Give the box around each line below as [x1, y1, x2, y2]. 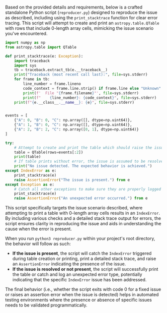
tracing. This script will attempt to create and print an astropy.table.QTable [5, 20, 160, 26]
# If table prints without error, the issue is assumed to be [14, 159, 146, 164]
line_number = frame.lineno [23, 81, 81, 86]
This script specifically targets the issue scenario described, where [5, 205, 143, 211]
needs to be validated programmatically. [5, 302, 88, 308]
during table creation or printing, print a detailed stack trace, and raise [12, 255, 157, 262]
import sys [14, 63, 37, 68]
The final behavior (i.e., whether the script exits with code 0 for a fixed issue [5, 286, 162, 292]
